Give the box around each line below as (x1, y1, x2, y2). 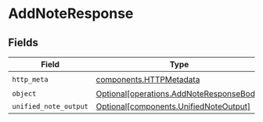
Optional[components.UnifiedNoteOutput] (95, 101, 250, 112)
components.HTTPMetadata (95, 74, 200, 84)
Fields (8, 36, 39, 49)
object (12, 89, 37, 98)
